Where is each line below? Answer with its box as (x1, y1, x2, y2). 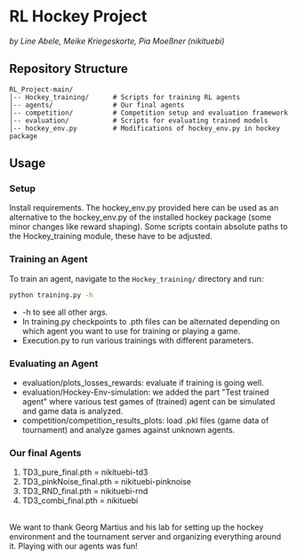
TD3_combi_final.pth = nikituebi (21, 495, 139, 506)
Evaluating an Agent (9, 357, 99, 370)
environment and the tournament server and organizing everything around (9, 532, 282, 542)
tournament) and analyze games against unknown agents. (21, 424, 236, 435)
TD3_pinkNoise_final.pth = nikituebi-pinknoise (21, 476, 192, 487)
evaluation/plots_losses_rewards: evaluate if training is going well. (21, 377, 264, 388)
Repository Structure (9, 61, 129, 76)
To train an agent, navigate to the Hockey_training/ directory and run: (9, 273, 264, 284)
